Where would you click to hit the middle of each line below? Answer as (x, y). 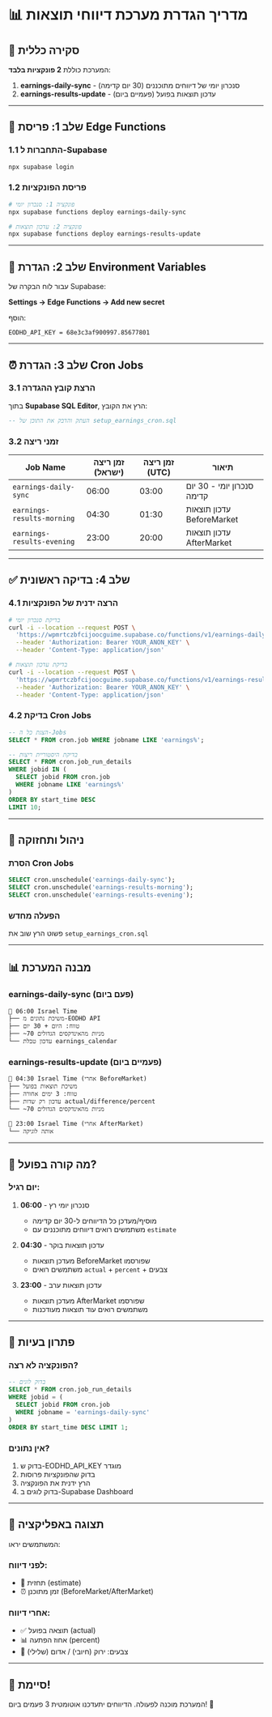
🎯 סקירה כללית (44, 50)
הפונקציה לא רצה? (43, 1366)
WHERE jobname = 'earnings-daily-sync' (83, 1412)
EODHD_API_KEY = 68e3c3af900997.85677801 (79, 333)
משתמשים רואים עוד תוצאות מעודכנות (90, 1309)
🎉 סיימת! (30, 1685)
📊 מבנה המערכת (50, 967)
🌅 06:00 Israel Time (43, 1011)
